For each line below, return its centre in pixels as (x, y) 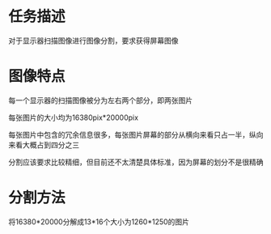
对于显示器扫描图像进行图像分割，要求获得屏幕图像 (93, 40)
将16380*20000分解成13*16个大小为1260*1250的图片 (99, 221)
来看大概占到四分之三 (44, 145)
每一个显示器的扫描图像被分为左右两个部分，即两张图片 (100, 100)
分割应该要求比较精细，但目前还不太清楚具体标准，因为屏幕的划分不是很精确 (136, 162)
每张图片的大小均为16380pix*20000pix (74, 117)
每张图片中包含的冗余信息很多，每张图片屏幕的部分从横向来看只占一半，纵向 (136, 134)
